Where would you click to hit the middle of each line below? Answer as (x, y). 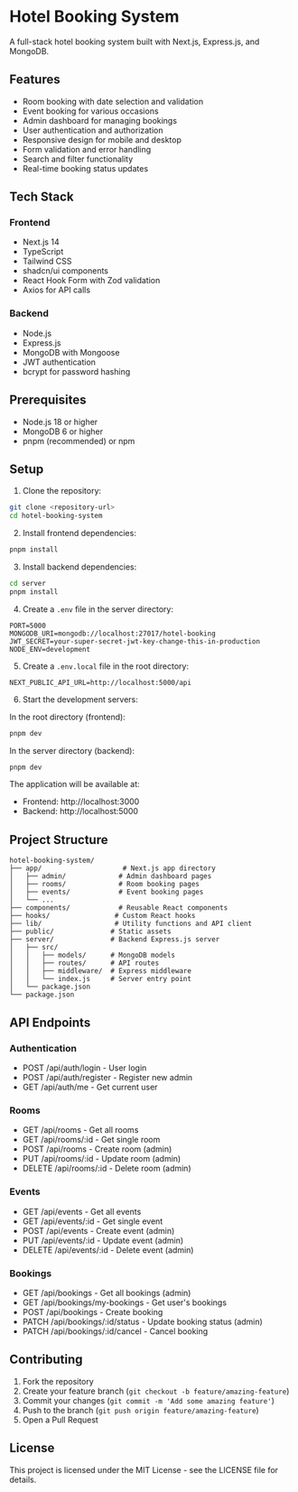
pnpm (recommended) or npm (79, 440)
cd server (28, 583)
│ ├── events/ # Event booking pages (107, 892)
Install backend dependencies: (79, 567)
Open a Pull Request (61, 1420)
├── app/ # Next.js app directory (113, 868)
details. (23, 1479)
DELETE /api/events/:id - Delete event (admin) (108, 1250)
